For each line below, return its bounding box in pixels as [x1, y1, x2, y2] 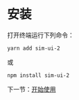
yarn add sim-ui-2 [7, 45, 60, 52]
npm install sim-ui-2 [7, 71, 70, 79]
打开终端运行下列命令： [7, 31, 74, 39]
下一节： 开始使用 [7, 85, 56, 93]
